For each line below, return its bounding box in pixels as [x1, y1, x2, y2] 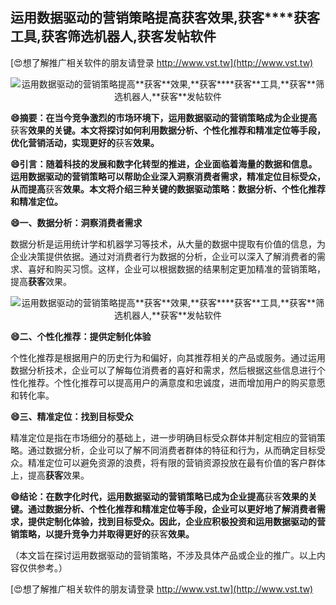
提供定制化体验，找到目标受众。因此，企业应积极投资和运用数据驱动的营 [27, 515, 326, 527]
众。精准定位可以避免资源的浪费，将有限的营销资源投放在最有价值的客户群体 [10, 456, 326, 468]
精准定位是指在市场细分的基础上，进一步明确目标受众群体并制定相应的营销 [10, 431, 317, 443]
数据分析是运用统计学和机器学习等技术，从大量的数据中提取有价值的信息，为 [10, 238, 326, 250]
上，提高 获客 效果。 [10, 469, 90, 481]
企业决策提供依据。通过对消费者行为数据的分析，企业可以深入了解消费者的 [10, 250, 317, 262]
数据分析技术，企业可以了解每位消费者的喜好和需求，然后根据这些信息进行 [10, 364, 317, 376]
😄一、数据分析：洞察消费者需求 [10, 216, 143, 228]
